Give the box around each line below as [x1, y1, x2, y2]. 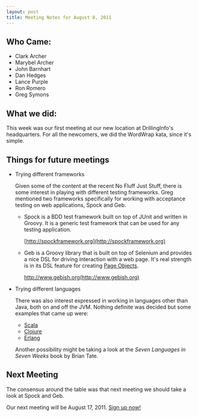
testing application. [23, 226, 72, 233]
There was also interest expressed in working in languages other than [14, 297, 188, 304]
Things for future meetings [6, 155, 110, 165]
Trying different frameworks [14, 170, 85, 178]
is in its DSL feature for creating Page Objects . [23, 262, 139, 269]
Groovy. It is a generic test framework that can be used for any [23, 219, 179, 226]
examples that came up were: [14, 309, 88, 317]
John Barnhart [14, 66, 51, 73]
